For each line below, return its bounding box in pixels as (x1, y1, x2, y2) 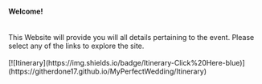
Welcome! (8, 6, 43, 16)
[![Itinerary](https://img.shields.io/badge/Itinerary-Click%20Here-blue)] (8, 58, 245, 68)
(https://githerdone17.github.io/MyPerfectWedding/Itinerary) (8, 66, 207, 76)
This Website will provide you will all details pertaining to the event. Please (8, 33, 255, 42)
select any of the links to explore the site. (8, 41, 145, 51)
